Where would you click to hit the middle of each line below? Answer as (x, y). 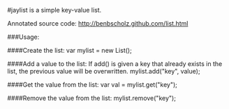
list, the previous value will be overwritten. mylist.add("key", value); (104, 71)
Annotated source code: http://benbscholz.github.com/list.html (98, 23)
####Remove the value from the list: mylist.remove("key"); (92, 98)
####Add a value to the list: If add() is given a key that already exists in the (115, 64)
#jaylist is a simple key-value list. (54, 10)
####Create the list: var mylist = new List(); (70, 50)
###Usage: (23, 37)
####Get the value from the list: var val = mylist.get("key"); (93, 85)
